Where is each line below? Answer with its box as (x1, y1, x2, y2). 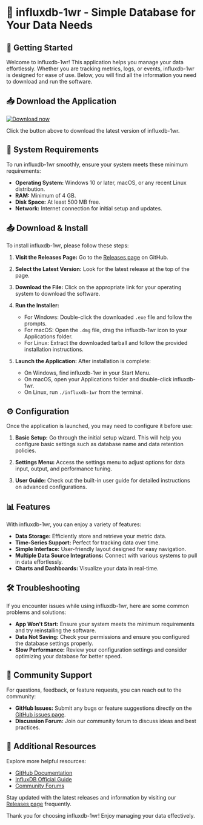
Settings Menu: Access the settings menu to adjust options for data (15, 459, 185, 466)
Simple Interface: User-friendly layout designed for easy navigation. (15, 546, 187, 553)
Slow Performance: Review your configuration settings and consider (15, 646, 188, 653)
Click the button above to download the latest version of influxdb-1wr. (6, 127, 180, 134)
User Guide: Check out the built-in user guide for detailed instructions (15, 477, 190, 484)
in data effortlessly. (15, 558, 64, 566)
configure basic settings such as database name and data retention (15, 441, 184, 448)
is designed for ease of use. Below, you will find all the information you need (6, 72, 197, 78)
